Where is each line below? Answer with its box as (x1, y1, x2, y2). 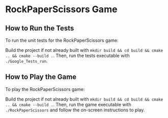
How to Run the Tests (5, 24, 74, 33)
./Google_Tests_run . (5, 58, 48, 64)
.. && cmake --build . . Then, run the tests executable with (5, 52, 130, 58)
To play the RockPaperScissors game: (5, 86, 85, 92)
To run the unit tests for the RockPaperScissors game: (5, 37, 119, 43)
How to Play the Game (5, 73, 77, 81)
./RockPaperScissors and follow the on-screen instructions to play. (5, 107, 145, 113)
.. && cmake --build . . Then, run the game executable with (5, 101, 131, 107)
